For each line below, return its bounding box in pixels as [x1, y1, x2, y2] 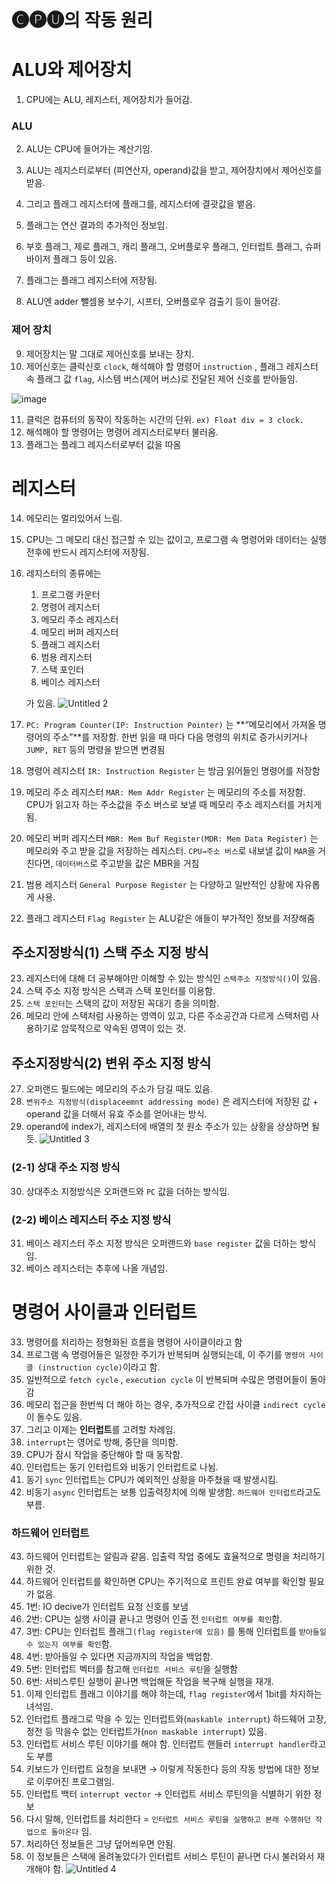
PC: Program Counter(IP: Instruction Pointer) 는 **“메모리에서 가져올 [25, 718, 316, 730]
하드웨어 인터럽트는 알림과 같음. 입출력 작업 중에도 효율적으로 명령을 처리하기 [25, 1551, 326, 1563]
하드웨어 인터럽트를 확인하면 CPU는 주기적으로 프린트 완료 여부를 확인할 [25, 1576, 307, 1588]
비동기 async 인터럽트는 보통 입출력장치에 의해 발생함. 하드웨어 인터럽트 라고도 [25, 1486, 321, 1498]
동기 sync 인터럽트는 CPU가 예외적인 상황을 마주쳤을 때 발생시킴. [25, 1473, 279, 1485]
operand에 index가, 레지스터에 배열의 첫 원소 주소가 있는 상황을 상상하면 [25, 1121, 310, 1133]
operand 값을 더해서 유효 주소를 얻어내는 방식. [25, 1108, 208, 1120]
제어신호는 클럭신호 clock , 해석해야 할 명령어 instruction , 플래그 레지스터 [25, 360, 319, 372]
